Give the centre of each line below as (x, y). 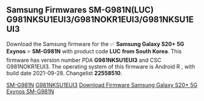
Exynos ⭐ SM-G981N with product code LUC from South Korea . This (94, 51)
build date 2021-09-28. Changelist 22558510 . (64, 73)
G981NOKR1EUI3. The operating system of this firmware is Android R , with (101, 66)
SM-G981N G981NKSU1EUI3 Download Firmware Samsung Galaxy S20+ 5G (102, 84)
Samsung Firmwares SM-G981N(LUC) (80, 10)
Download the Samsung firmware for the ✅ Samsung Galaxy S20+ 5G (96, 44)
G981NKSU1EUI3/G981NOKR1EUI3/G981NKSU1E (100, 20)
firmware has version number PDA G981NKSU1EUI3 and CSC (84, 60)
